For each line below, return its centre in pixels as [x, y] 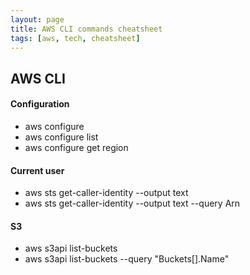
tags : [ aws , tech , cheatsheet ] [75, 38]
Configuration [40, 104]
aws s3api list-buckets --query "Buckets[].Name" [127, 259]
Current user [37, 170]
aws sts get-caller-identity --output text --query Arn [132, 203]
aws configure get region [76, 147]
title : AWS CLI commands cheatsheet [86, 29]
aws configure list [61, 137]
